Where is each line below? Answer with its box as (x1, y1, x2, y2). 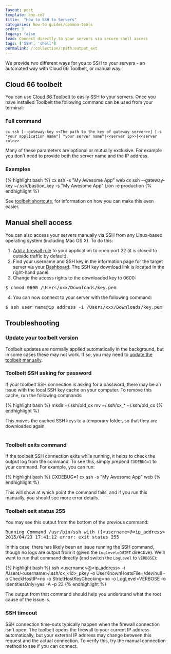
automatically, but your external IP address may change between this (5, 632, 151, 638)
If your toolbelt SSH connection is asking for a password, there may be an (5, 381, 162, 387)
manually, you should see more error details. (5, 495, 100, 501)
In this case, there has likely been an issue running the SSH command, (5, 544, 155, 550)
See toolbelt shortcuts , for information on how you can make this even (5, 198, 154, 204)
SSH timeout (5, 609, 37, 616)
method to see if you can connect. (5, 643, 78, 649)
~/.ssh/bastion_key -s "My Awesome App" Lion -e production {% (14, 183, 152, 189)
